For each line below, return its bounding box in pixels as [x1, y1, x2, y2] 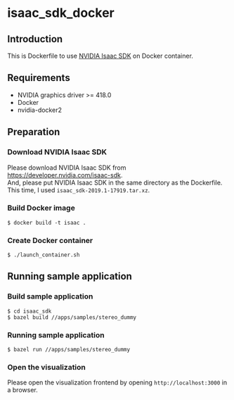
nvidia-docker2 [17, 106, 62, 114]
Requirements [7, 72, 70, 84]
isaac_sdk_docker [7, 5, 115, 21]
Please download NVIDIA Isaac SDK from [7, 163, 126, 172]
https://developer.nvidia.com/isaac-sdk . [7, 170, 123, 179]
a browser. [7, 386, 38, 394]
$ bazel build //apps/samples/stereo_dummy [7, 313, 137, 321]
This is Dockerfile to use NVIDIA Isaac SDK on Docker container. [7, 51, 193, 60]
